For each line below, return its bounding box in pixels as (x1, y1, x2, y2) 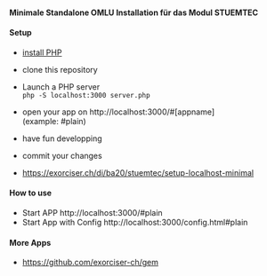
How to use (9, 187, 52, 199)
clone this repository (21, 64, 98, 75)
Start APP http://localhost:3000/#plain (21, 208, 163, 217)
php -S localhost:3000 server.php (21, 91, 150, 99)
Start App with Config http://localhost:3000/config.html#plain (21, 217, 248, 227)
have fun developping (21, 133, 102, 144)
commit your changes (21, 150, 102, 161)
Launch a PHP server (21, 81, 101, 92)
